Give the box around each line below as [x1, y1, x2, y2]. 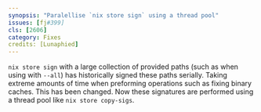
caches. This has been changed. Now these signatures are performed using [8, 87, 254, 96]
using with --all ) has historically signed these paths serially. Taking [8, 70, 227, 80]
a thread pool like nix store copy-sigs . [8, 96, 135, 105]
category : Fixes [8, 33, 61, 42]
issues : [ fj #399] [8, 19, 65, 27]
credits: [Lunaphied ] [8, 41, 79, 49]
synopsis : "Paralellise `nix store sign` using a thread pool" [8, 11, 219, 20]
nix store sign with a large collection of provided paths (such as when [8, 62, 239, 71]
